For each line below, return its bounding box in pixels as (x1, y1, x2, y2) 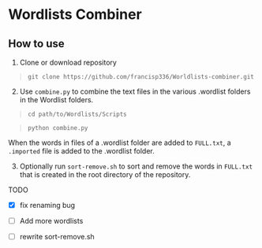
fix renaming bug (19, 201, 76, 209)
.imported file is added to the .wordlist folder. (8, 146, 155, 155)
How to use (8, 37, 65, 50)
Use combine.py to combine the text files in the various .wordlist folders (19, 87, 251, 96)
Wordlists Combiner (8, 6, 142, 24)
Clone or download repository (19, 57, 117, 67)
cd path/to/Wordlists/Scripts (27, 110, 128, 118)
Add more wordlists (19, 217, 84, 226)
